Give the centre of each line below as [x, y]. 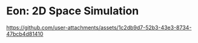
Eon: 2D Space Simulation [73, 11]
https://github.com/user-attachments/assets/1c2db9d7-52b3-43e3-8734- [99, 27]
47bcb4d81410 [25, 33]
